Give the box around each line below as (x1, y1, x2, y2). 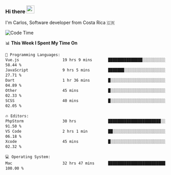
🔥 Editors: (5, 114, 29, 119)
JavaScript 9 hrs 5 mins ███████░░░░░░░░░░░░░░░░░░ (5, 68, 166, 73)
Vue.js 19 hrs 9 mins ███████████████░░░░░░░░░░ (5, 58, 166, 63)
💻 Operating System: (5, 155, 51, 160)
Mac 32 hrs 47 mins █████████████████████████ (5, 161, 166, 166)
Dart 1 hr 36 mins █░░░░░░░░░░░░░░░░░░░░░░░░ (5, 78, 166, 83)
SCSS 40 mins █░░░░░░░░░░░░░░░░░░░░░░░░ (5, 98, 166, 104)
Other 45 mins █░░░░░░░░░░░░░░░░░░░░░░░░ (5, 88, 166, 93)
